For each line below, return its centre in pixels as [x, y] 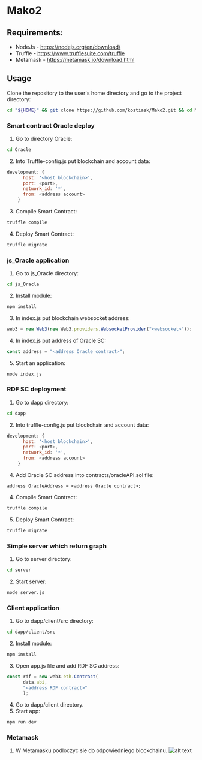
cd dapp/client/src [31, 632]
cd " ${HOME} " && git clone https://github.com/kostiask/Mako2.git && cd [100, 110]
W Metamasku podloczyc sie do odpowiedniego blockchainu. [91, 750]
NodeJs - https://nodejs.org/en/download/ [68, 47]
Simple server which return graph [57, 546]
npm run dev [22, 722]
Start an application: [40, 363]
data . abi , [35, 682]
